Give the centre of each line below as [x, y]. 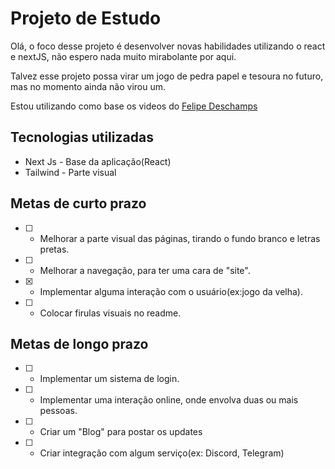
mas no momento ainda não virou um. [88, 86]
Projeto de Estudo [86, 18]
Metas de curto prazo [78, 203]
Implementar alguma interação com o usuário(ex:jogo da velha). [171, 291]
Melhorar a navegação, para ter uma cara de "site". [145, 270]
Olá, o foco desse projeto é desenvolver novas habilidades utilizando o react [168, 46]
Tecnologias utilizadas [82, 137]
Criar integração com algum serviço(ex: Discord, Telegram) [162, 453]
